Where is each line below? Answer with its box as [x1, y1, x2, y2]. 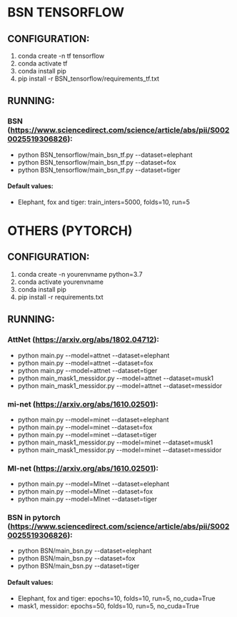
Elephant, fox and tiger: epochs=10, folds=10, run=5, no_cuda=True [17, 593, 216, 603]
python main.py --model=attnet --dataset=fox [17, 358, 153, 367]
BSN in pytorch [7, 513, 61, 523]
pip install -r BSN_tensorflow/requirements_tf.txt [17, 74, 159, 83]
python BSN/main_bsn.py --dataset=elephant [17, 546, 152, 555]
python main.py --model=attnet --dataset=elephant [17, 351, 170, 360]
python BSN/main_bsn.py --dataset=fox [17, 554, 136, 563]
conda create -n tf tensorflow [17, 51, 105, 60]
